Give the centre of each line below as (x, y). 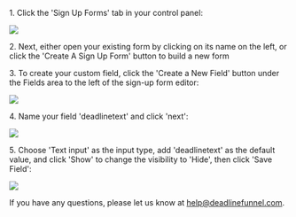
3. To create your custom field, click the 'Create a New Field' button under (144, 73)
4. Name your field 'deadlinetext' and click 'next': (99, 116)
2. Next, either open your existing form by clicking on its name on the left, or (148, 46)
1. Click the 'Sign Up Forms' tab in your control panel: (106, 13)
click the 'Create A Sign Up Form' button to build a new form (119, 56)
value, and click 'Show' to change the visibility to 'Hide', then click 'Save (141, 159)
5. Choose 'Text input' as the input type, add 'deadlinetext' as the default (142, 150)
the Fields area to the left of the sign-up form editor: (104, 82)
